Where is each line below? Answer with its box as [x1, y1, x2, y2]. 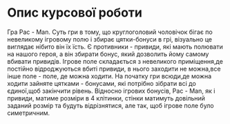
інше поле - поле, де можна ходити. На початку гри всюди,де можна [7, 71, 212, 80]
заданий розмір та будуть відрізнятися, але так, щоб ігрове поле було [7, 101, 214, 109]
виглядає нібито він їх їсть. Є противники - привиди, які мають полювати [7, 42, 223, 51]
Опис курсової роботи [7, 5, 143, 21]
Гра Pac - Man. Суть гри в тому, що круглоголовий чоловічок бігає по [7, 28, 213, 36]
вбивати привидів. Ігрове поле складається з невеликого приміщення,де [7, 57, 223, 65]
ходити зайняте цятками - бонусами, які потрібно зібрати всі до [7, 79, 197, 87]
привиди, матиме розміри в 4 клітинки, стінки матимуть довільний [7, 94, 206, 102]
